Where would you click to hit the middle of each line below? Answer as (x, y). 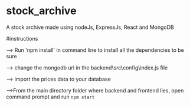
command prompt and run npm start (50, 97)
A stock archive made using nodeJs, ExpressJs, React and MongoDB (90, 27)
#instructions (22, 38)
